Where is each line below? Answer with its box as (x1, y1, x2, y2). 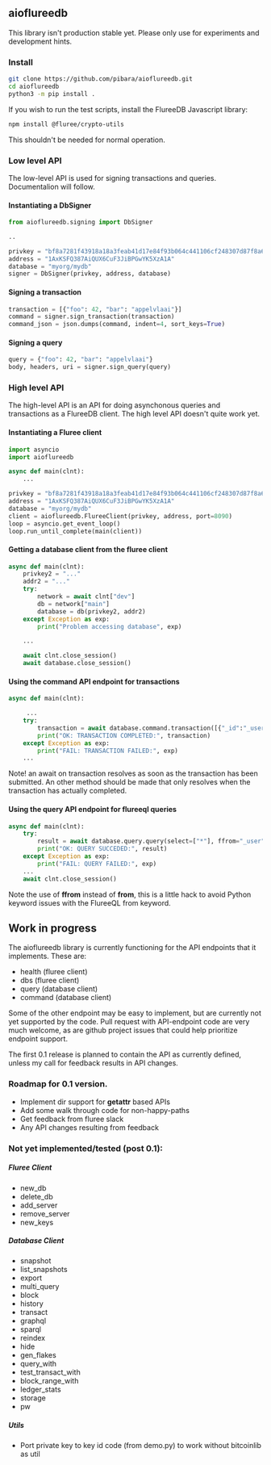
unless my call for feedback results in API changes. (8, 1058, 179, 1068)
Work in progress (8, 921, 97, 935)
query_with (19, 1359, 57, 1369)
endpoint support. (8, 1034, 69, 1044)
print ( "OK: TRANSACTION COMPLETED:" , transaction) (37, 731, 211, 739)
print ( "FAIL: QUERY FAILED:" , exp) (37, 860, 157, 868)
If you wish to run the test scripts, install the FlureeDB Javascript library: (8, 104, 248, 114)
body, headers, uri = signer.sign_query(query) (8, 363, 172, 371)
